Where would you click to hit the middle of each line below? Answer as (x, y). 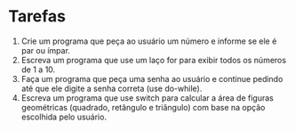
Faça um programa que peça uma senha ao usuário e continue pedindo (152, 78)
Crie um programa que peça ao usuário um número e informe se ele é (149, 41)
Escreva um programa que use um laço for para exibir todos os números (153, 60)
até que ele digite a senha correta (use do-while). (112, 88)
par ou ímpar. (45, 50)
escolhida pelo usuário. (64, 117)
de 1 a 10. (38, 70)
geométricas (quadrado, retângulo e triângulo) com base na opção (143, 107)
